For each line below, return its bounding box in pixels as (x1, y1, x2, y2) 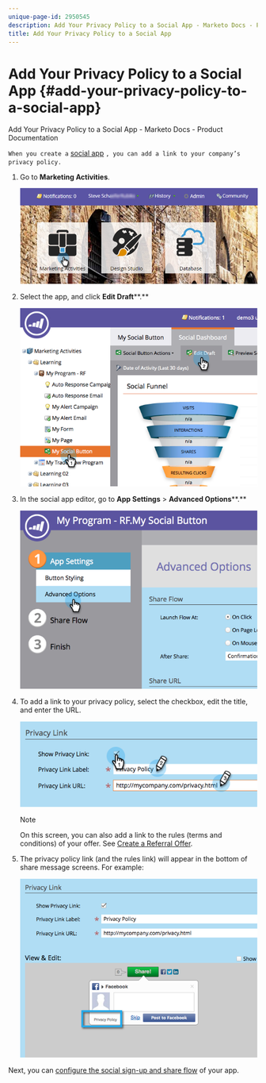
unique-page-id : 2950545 (8, 13, 90, 21)
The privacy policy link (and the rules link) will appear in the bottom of (19, 854, 248, 864)
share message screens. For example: (19, 862, 144, 873)
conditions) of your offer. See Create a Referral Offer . (19, 838, 193, 849)
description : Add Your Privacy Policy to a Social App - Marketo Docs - (8, 21, 253, 29)
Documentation (8, 133, 59, 143)
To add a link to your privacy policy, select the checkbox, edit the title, (19, 697, 248, 707)
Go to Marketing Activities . (19, 172, 111, 182)
